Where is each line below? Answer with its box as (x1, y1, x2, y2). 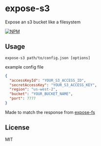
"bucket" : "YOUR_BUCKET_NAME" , (9, 91, 73, 96)
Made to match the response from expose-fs (5, 109, 95, 115)
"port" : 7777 (9, 96, 36, 101)
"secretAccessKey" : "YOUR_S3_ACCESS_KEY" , (9, 82, 97, 88)
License (5, 124, 30, 132)
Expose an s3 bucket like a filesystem (5, 19, 81, 25)
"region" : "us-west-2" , (9, 87, 58, 92)
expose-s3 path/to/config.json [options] (5, 55, 91, 60)
